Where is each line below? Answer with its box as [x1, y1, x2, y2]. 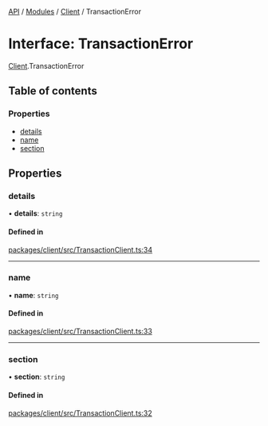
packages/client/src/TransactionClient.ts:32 [8, 408, 153, 418]
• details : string [8, 209, 63, 218]
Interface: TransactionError [8, 35, 194, 53]
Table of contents [8, 84, 97, 98]
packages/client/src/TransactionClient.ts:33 [8, 327, 153, 336]
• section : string [8, 372, 65, 382]
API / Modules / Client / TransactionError [8, 7, 142, 16]
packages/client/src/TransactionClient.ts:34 [8, 245, 153, 254]
